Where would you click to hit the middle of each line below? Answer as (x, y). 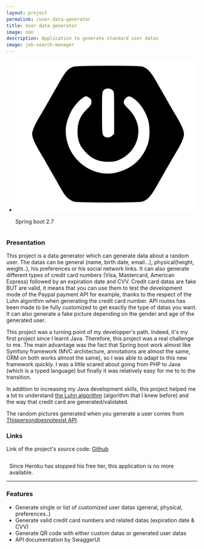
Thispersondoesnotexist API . (42, 420)
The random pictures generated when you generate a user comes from (95, 414)
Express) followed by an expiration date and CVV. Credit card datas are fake (101, 281)
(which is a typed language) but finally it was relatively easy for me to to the (101, 370)
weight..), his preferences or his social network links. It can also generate (98, 268)
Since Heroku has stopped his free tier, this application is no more (92, 466)
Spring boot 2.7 (35, 221)
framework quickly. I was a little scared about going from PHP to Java (93, 364)
